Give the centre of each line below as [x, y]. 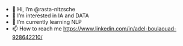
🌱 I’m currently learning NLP [47, 22]
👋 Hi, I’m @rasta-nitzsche [43, 9]
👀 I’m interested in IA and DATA [50, 16]
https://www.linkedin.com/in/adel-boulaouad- [119, 29]
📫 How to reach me [37, 29]
